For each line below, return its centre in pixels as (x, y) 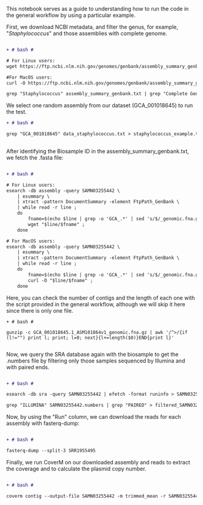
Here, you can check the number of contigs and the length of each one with (101, 298)
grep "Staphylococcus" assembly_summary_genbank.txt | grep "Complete (97, 94)
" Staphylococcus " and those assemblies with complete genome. (87, 33)
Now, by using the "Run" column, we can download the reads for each (94, 417)
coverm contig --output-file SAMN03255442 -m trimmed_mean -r (86, 496)
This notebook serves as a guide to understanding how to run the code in (98, 9)
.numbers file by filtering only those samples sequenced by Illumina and (96, 361)
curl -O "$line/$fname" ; (61, 280)
